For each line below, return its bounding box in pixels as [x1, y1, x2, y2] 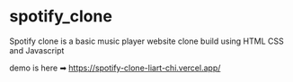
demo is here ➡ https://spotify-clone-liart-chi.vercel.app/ [9, 62, 221, 73]
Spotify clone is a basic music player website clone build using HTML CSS [9, 36, 285, 46]
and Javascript [9, 45, 65, 55]
